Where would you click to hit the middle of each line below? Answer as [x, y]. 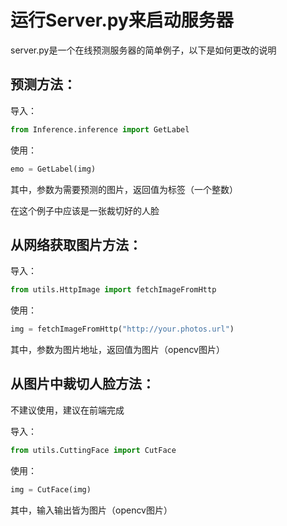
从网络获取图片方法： [76, 244]
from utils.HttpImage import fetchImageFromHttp [113, 290]
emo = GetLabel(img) [53, 169]
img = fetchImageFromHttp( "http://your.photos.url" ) [122, 329]
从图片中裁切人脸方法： [82, 384]
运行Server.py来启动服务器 [122, 20]
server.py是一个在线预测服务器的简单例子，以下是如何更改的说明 [143, 50]
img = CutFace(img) [51, 489]
